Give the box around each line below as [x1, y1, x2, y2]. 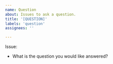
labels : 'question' [5, 21, 45, 26]
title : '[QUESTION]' [5, 16, 48, 21]
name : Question [5, 7, 37, 12]
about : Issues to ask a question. [5, 12, 76, 17]
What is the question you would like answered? [12, 53, 108, 60]
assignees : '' [5, 26, 35, 31]
